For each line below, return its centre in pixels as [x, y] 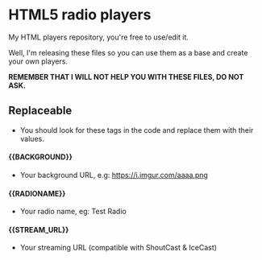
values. [32, 138]
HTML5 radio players [80, 15]
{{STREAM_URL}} [39, 229]
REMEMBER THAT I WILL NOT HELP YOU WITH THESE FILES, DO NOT [126, 76]
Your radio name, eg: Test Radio [73, 212]
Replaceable [40, 111]
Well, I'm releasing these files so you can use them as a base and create [128, 52]
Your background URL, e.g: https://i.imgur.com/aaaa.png [114, 175]
